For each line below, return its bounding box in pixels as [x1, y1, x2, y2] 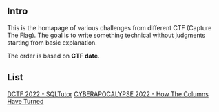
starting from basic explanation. [7, 38, 98, 47]
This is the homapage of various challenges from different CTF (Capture [7, 23, 212, 32]
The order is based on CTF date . [7, 52, 100, 60]
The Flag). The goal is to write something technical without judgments [7, 31, 205, 39]
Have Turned [7, 97, 44, 105]
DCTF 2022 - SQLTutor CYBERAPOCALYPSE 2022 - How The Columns [7, 89, 209, 98]
